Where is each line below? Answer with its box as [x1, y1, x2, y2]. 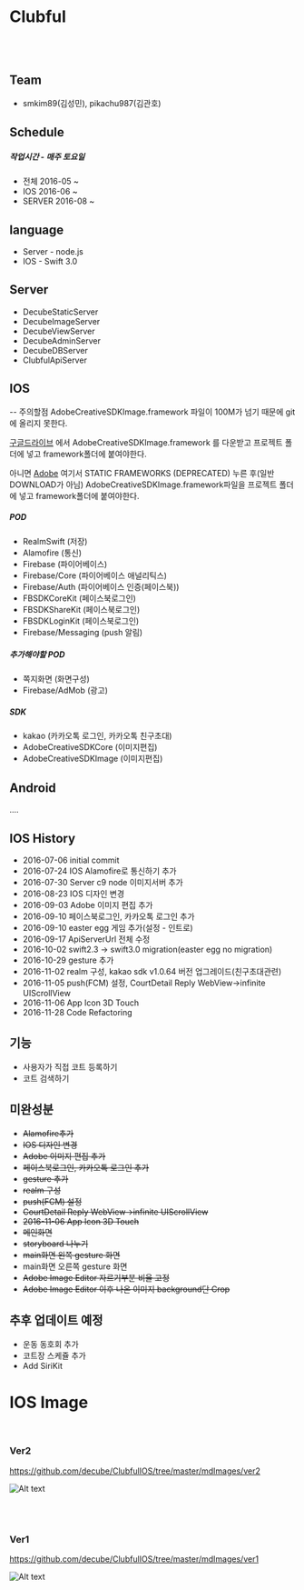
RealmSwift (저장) [22, 535, 88, 546]
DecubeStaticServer [22, 306, 99, 317]
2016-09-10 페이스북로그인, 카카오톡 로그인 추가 [22, 911, 195, 922]
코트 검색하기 [22, 1073, 70, 1084]
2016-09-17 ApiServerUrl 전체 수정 [22, 934, 151, 945]
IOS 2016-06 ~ [22, 186, 79, 197]
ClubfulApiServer [22, 355, 88, 365]
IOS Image [9, 1392, 89, 1413]
